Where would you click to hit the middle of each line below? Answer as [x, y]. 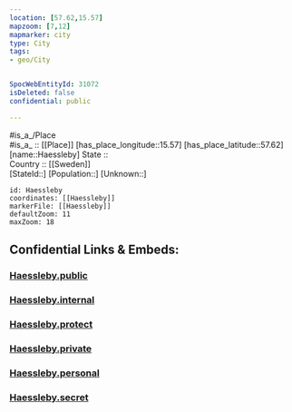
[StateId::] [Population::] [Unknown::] [78, 173]
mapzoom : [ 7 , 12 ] [40, 26]
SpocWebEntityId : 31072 [54, 84]
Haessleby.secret [49, 397]
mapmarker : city [40, 34]
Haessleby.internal [52, 299]
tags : [19, 52]
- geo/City [30, 60]
